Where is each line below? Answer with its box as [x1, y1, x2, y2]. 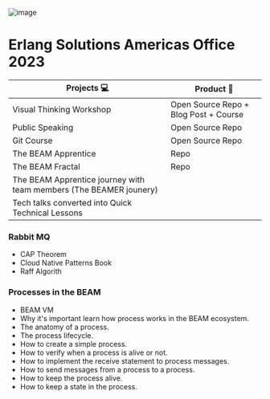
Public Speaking [12, 121, 74, 132]
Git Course [12, 135, 53, 146]
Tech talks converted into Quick [12, 197, 133, 208]
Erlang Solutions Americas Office [8, 36, 235, 54]
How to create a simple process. [19, 339, 128, 348]
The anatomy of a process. [19, 322, 110, 332]
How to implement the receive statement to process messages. [19, 356, 230, 365]
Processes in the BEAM [8, 287, 101, 298]
